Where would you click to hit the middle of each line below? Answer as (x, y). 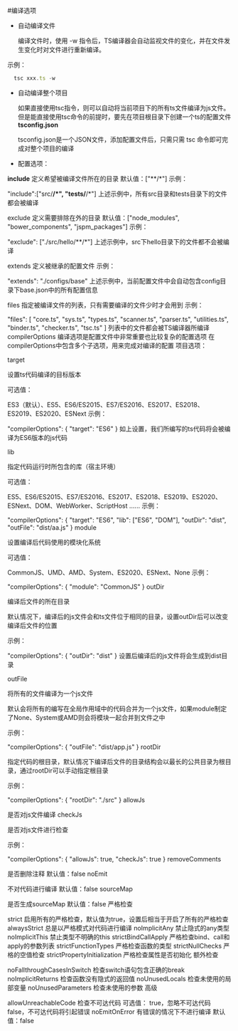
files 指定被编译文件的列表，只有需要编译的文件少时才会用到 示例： (106, 305)
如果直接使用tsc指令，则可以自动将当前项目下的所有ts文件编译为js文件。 (124, 108)
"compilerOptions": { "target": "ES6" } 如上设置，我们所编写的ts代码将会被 (116, 429)
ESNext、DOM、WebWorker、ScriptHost (67, 506)
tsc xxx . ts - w (34, 78)
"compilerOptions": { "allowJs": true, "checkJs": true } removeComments (114, 859)
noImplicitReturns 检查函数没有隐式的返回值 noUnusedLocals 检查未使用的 (116, 978)
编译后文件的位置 (32, 625)
